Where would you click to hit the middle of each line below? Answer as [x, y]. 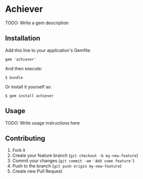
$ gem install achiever [30, 96]
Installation [23, 38]
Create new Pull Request [37, 171]
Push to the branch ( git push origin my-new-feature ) [67, 166]
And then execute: [24, 68]
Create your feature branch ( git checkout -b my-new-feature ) [75, 156]
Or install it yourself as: [28, 87]
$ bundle [14, 78]
